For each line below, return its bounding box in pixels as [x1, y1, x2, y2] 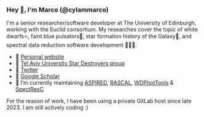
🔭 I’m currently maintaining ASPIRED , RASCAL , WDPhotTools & [15, 79, 174, 87]
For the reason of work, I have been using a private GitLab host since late [6, 97, 192, 105]
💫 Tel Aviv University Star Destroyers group [15, 60, 125, 67]
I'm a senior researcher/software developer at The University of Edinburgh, [6, 19, 197, 27]
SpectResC [15, 85, 44, 93]
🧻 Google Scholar [15, 73, 60, 80]
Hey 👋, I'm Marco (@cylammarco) [6, 5, 109, 14]
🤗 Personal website [15, 53, 65, 60]
